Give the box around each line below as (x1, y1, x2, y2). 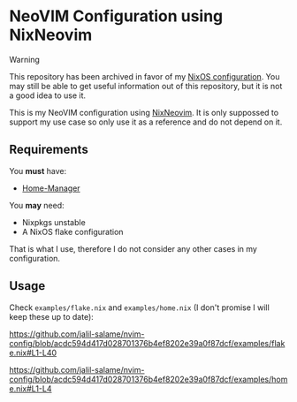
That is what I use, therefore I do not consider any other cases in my (9, 243, 258, 254)
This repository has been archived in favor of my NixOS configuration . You (9, 71, 280, 81)
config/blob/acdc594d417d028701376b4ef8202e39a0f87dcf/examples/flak (9, 338, 286, 348)
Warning (9, 54, 40, 64)
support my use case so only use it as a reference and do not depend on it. (9, 117, 283, 127)
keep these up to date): (9, 311, 95, 322)
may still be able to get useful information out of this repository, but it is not (9, 80, 283, 91)
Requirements (9, 142, 88, 157)
